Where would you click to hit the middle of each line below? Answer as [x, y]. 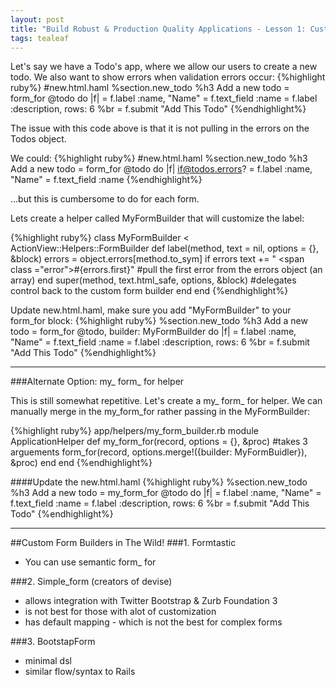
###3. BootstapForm [53, 642]
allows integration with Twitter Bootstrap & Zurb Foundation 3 [151, 601]
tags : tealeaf [40, 38]
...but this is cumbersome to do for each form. [105, 199]
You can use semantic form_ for [90, 562]
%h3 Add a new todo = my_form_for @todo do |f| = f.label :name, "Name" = [166, 493]
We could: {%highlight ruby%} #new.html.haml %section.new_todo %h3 [159, 158]
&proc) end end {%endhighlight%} [81, 463]
